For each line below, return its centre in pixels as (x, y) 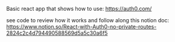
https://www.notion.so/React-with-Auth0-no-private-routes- (81, 27)
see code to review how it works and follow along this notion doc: (88, 20)
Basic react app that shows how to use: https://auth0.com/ (79, 9)
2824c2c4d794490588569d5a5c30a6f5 (57, 33)
